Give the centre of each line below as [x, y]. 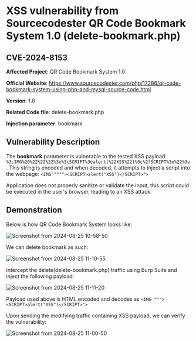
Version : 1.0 [21, 101]
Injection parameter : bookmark [44, 124]
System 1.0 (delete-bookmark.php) [93, 36]
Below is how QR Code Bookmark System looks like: [69, 224]
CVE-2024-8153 [37, 57]
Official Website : [27, 83]
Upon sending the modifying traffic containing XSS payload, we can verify [96, 316]
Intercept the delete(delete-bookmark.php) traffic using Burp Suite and [92, 270]
